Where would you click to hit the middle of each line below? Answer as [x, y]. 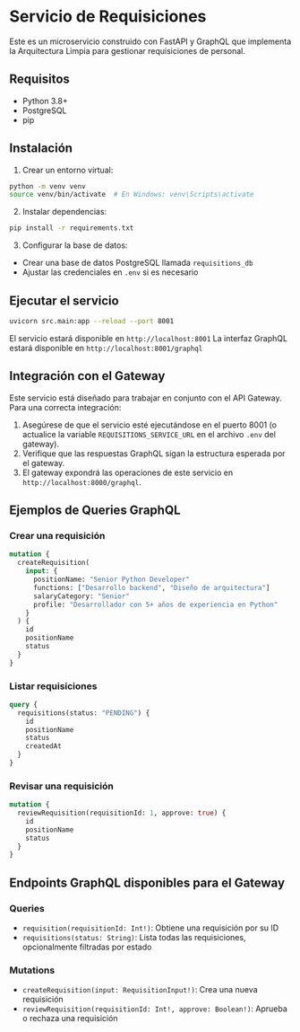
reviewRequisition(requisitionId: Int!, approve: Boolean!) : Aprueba [155, 1009]
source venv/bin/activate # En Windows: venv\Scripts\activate [132, 195]
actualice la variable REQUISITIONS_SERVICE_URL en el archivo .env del [149, 434]
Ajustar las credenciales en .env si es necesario [110, 272]
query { [24, 704]
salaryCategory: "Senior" [81, 596]
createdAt [44, 746]
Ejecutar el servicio [64, 300]
